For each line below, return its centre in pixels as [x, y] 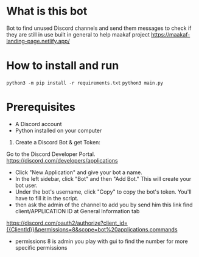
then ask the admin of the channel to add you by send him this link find [104, 205]
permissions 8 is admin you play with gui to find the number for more [101, 241]
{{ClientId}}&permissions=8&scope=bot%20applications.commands [92, 229]
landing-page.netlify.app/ [38, 41]
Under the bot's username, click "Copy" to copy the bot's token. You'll [103, 192]
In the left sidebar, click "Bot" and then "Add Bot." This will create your [103, 178]
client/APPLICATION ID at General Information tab [77, 211]
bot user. [26, 185]
